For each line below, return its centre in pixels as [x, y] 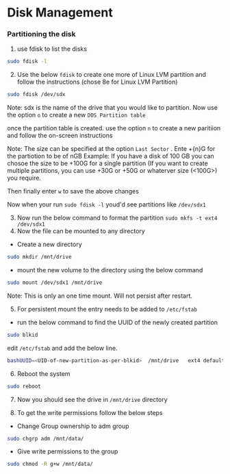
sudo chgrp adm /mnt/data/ [46, 438]
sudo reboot [24, 386]
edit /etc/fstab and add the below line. [62, 348]
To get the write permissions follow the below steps [90, 412]
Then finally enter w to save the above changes [73, 191]
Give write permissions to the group [67, 451]
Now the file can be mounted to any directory [81, 231]
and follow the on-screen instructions [60, 136]
